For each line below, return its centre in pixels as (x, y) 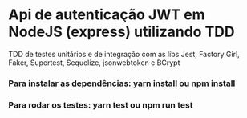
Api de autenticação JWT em (107, 15)
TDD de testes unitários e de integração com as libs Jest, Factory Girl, (124, 54)
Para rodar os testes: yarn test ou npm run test (101, 104)
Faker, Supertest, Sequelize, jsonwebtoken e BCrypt (94, 63)
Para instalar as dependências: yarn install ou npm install (122, 83)
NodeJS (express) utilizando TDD (121, 32)
